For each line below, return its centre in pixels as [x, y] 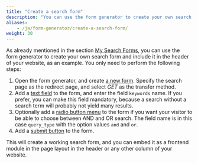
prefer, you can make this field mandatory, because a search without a [100, 100]
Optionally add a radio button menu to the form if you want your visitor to [103, 112]
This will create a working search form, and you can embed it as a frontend [98, 142]
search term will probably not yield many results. [74, 106]
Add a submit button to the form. [54, 131]
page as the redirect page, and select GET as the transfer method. [95, 87]
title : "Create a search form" [45, 12]
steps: [14, 69]
